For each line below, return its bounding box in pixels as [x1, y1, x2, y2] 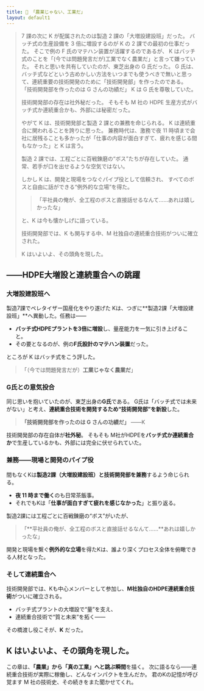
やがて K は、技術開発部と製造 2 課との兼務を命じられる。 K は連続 [21, 119, 191, 126]
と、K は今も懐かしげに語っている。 [21, 217, 111, 224]
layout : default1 [6, 15, 51, 21]
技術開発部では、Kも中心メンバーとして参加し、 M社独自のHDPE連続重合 [6, 585, 190, 592]
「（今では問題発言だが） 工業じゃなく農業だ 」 [21, 367, 136, 374]
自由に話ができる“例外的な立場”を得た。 [32, 183, 133, 190]
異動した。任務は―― [33, 312, 87, 320]
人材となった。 [11, 553, 49, 560]
